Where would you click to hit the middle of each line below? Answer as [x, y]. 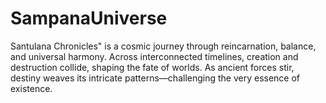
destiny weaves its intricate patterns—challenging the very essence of [155, 78]
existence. [31, 88]
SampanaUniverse [89, 18]
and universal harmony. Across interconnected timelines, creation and [154, 56]
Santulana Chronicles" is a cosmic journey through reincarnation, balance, [163, 46]
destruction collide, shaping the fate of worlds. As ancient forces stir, [152, 67]
